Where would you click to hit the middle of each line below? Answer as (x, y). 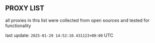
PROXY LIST (25, 8)
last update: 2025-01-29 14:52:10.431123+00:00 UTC (59, 35)
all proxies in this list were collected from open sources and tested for (77, 20)
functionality (18, 25)
